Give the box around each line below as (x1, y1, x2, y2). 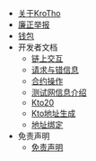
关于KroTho (17, 8, 61, 18)
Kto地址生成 (31, 108, 76, 118)
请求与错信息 (31, 64, 79, 75)
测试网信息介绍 (31, 87, 87, 98)
